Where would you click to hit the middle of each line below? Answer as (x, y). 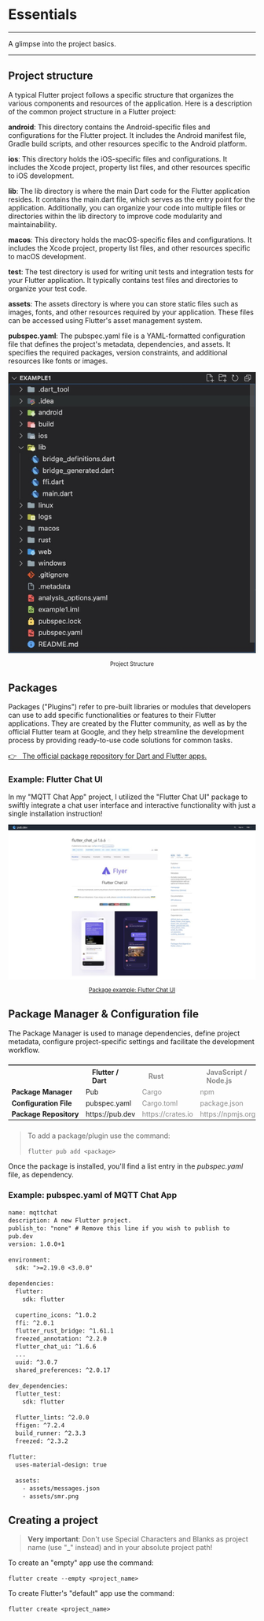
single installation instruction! (55, 813)
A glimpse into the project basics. (62, 43)
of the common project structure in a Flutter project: (92, 111)
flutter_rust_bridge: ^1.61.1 (64, 1331)
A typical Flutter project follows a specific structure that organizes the (121, 95)
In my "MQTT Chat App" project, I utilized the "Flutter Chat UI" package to (128, 797)
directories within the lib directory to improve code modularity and (115, 216)
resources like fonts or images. (58, 361)
